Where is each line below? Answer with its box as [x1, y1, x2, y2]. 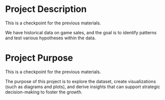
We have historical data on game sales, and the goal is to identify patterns [5, 29, 157, 35]
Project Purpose [5, 52, 74, 64]
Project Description [5, 3, 87, 15]
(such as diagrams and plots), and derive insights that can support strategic [5, 84, 161, 90]
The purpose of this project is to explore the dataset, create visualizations [5, 78, 156, 84]
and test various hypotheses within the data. [5, 35, 96, 41]
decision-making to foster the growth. [5, 89, 83, 95]
